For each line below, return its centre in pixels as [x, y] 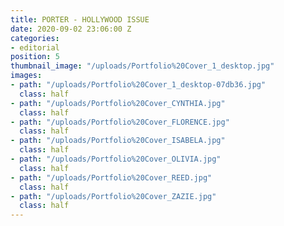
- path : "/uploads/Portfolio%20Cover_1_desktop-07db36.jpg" [138, 85]
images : [26, 76]
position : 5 [35, 57]
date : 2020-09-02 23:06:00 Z [71, 29]
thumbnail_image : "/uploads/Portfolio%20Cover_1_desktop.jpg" [142, 66]
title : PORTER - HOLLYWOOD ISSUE [80, 19]
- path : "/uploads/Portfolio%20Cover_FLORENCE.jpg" [120, 122]
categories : [35, 38]
